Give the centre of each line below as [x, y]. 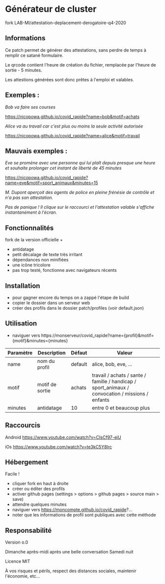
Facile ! [12, 474]
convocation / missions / [120, 393]
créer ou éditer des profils [39, 489]
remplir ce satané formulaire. [34, 55]
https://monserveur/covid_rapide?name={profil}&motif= [97, 335]
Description [52, 353]
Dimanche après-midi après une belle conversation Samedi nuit [69, 552]
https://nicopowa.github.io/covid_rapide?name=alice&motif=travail [72, 135]
